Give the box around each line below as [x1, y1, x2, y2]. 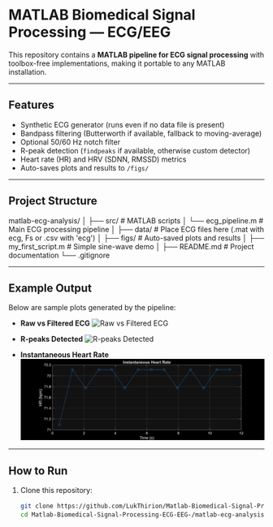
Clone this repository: [19, 486, 93, 495]
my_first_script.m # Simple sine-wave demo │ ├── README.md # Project [8, 241, 254, 251]
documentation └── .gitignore [8, 250, 110, 260]
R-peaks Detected [19, 335, 84, 344]
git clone [19, 502, 54, 511]
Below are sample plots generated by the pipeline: [8, 303, 176, 313]
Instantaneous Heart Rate [19, 350, 110, 360]
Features [8, 98, 54, 112]
